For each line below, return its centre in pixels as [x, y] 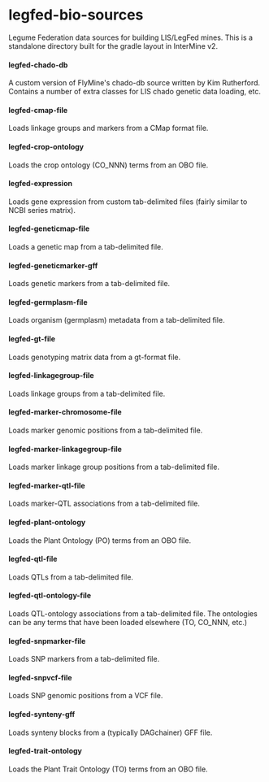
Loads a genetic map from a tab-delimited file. [86, 246]
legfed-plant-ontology [47, 522]
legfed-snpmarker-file [47, 641]
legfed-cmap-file [38, 110]
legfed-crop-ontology [46, 146]
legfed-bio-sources [76, 15]
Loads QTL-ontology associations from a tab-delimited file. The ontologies [133, 613]
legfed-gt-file [32, 338]
